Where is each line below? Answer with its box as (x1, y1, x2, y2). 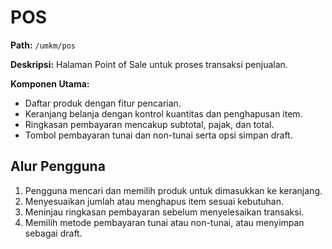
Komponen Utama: (10, 77, 90, 90)
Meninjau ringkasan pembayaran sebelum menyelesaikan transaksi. (24, 206, 305, 218)
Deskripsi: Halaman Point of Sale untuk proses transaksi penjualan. (10, 58, 288, 70)
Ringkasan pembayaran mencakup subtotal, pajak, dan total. (24, 118, 275, 130)
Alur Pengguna (10, 158, 106, 175)
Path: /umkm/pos (10, 39, 76, 51)
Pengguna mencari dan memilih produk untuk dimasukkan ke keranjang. (24, 184, 323, 196)
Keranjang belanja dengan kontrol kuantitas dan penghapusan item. (24, 107, 303, 120)
